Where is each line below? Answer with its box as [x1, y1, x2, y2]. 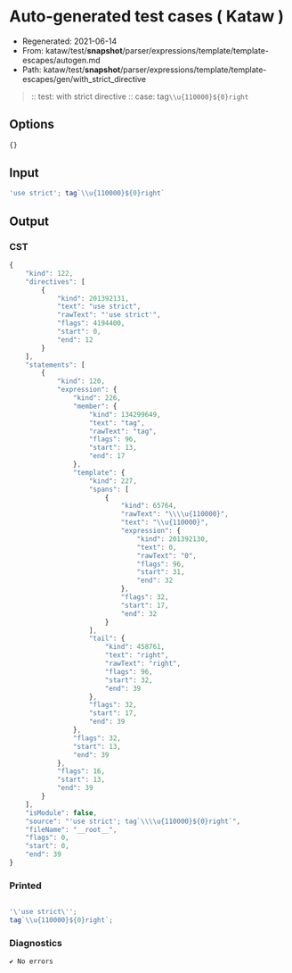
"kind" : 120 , [56, 377, 105, 386]
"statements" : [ [25, 360, 86, 370]
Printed [9, 879, 42, 892]
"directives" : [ [25, 277, 86, 287]
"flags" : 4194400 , [56, 319, 126, 328]
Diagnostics [9, 936, 62, 949]
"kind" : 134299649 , [88, 410, 162, 419]
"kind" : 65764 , [120, 502, 177, 511]
